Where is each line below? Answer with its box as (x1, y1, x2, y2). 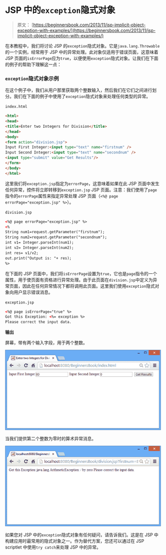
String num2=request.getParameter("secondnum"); (5, 235, 107, 240)
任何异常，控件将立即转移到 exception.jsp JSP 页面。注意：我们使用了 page (5, 187, 157, 193)
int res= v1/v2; (5, 251, 39, 255)
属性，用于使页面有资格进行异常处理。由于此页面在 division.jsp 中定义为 (5, 277, 153, 283)
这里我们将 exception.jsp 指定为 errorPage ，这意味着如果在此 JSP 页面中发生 (5, 180, 160, 186)
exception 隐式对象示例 (5, 75, 59, 82)
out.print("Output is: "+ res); (5, 255, 72, 260)
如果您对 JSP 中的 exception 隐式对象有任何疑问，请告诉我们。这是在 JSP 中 (5, 532, 159, 538)
